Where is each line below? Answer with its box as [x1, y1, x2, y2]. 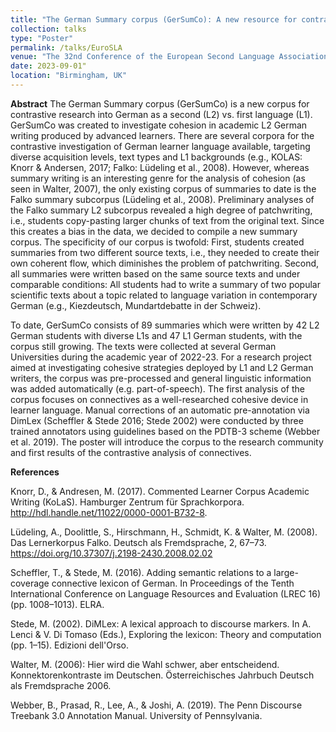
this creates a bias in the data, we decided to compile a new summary [10, 225, 298, 237]
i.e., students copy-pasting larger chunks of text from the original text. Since [10, 214, 325, 226]
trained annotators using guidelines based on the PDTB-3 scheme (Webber [10, 425, 321, 437]
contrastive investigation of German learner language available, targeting [10, 140, 311, 152]
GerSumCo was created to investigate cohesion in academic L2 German [10, 119, 308, 131]
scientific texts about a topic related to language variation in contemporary [10, 289, 318, 301]
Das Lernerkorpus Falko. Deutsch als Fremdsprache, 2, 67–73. [10, 536, 267, 548]
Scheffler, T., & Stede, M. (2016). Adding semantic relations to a [10, 566, 272, 578]
